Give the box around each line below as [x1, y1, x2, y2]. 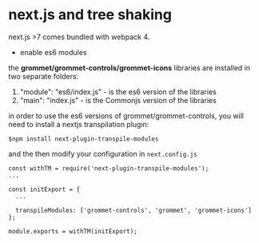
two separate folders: [8, 71, 79, 81]
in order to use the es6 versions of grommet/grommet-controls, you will [8, 110, 245, 121]
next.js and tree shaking [8, 6, 172, 24]
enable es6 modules [19, 47, 87, 57]
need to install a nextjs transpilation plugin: [8, 119, 149, 129]
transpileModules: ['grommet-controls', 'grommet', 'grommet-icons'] [15, 206, 252, 214]
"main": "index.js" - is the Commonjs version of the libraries [19, 95, 217, 105]
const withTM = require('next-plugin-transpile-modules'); [8, 164, 209, 173]
